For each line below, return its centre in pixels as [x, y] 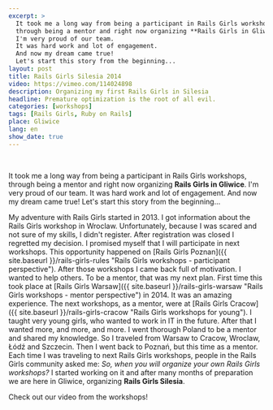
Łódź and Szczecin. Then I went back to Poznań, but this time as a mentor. [133, 347]
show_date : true [36, 136]
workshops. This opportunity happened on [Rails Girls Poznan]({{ [118, 252]
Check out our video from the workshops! [78, 397]
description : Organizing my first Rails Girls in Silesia [108, 91]
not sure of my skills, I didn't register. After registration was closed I [121, 234]
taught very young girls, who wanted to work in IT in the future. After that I [133, 321]
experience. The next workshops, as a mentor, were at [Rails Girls [119, 303]
